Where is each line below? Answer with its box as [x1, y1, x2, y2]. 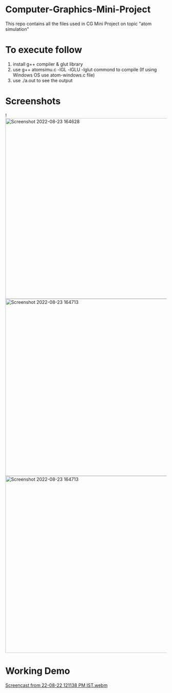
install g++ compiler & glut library [12, 61, 83, 67]
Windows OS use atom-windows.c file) [12, 72, 95, 78]
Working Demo [5, 665, 70, 677]
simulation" [5, 26, 29, 32]
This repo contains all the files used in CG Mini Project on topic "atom [5, 21, 152, 27]
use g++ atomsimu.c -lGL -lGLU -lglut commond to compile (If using [12, 66, 157, 72]
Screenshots [5, 95, 61, 107]
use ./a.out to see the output [12, 77, 73, 83]
